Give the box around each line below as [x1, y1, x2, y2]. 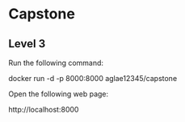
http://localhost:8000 [8, 105, 79, 114]
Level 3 [8, 37, 46, 51]
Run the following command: [8, 58, 103, 67]
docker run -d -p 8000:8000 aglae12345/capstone [8, 74, 178, 83]
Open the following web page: [8, 89, 109, 99]
